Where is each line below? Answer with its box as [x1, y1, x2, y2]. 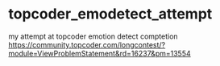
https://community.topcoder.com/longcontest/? [8, 39, 166, 49]
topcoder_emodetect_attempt [8, 5, 213, 23]
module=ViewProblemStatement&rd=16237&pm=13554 [8, 48, 191, 58]
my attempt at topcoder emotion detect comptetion [8, 31, 179, 41]
